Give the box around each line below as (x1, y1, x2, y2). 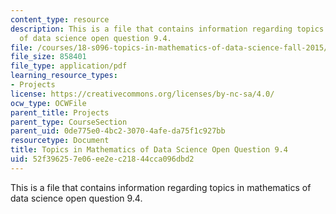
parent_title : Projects (10, 107, 110, 118)
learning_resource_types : (10, 71, 118, 81)
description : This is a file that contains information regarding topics (10, 24, 325, 34)
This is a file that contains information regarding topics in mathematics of (10, 181, 312, 193)
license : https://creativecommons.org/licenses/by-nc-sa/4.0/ (10, 89, 275, 99)
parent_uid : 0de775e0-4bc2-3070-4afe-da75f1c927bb (10, 126, 226, 136)
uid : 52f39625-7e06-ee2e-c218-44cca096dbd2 (10, 154, 195, 164)
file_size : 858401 (10, 52, 87, 62)
